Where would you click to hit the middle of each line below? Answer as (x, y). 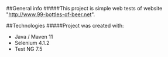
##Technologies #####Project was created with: (65, 26)
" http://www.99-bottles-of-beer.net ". (51, 14)
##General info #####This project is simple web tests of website (84, 8)
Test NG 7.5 (28, 49)
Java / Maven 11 (34, 37)
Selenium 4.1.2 (32, 43)
